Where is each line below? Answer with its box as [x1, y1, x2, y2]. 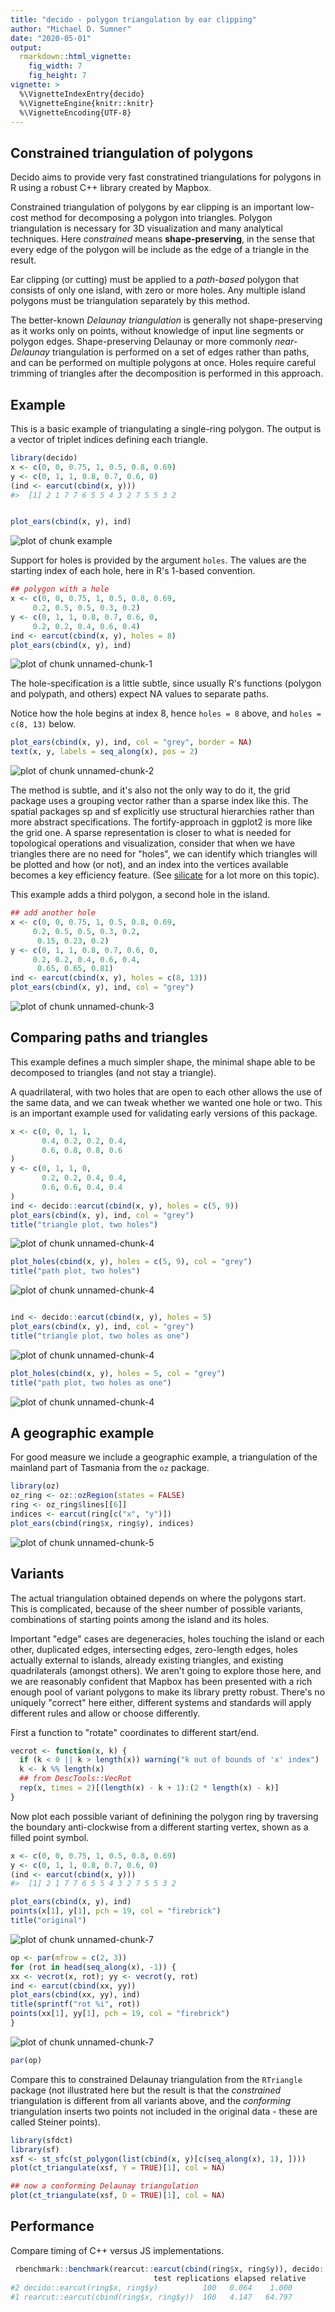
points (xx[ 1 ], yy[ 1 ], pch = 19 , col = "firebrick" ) [10, 2009, 230, 2019]
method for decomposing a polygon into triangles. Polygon [30, 212, 273, 224]
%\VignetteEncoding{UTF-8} [19, 107, 132, 118]
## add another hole [10, 908, 97, 918]
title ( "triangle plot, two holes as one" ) [10, 1331, 190, 1341]
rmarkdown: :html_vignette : [19, 52, 132, 62]
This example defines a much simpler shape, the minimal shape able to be [10, 1056, 316, 1068]
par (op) [10, 2055, 43, 2065]
